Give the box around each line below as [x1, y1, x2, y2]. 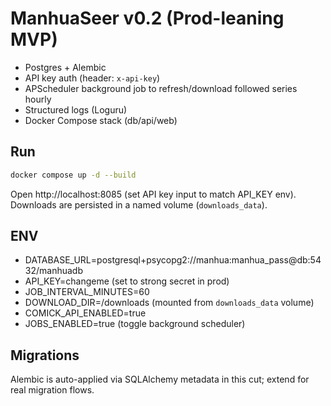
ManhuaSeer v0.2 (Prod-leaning [10, 7, 285, 30]
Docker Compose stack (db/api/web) [24, 114, 178, 126]
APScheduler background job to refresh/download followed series [24, 82, 298, 94]
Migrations [10, 347, 80, 364]
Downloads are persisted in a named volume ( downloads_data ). [10, 198, 268, 211]
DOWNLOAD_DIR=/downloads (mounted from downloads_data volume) [24, 297, 315, 309]
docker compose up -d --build [10, 170, 137, 180]
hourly [24, 93, 52, 105]
